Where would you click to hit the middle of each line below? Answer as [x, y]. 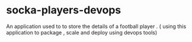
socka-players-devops [64, 10]
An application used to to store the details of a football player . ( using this [96, 26]
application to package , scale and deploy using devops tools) [82, 32]
